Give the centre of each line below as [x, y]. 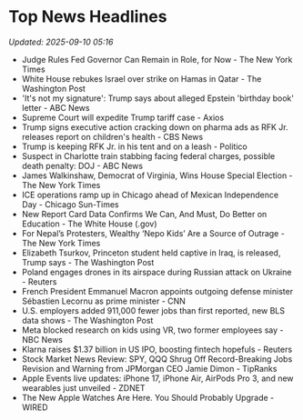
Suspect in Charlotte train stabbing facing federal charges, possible [148, 155]
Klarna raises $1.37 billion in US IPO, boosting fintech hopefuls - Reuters [157, 349]
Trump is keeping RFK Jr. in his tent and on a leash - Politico [134, 146]
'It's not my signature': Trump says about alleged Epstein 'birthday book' [158, 98]
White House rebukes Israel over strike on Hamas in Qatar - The [141, 78]
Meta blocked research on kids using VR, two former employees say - [152, 330]
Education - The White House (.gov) [89, 224]
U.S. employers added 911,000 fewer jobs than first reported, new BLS [153, 310]
